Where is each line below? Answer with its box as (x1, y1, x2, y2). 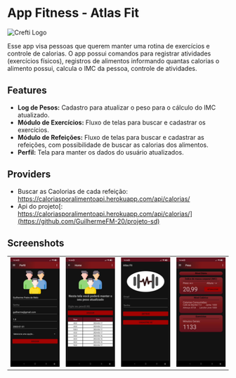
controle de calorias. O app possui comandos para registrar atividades (7, 49, 211, 58)
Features (7, 84, 47, 96)
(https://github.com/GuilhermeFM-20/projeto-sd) (17, 216, 160, 226)
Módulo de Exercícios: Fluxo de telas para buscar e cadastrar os (17, 118, 206, 126)
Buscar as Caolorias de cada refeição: (17, 187, 129, 195)
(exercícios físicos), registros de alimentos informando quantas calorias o (7, 56, 220, 65)
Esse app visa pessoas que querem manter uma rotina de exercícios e (7, 41, 211, 50)
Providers (7, 169, 51, 181)
